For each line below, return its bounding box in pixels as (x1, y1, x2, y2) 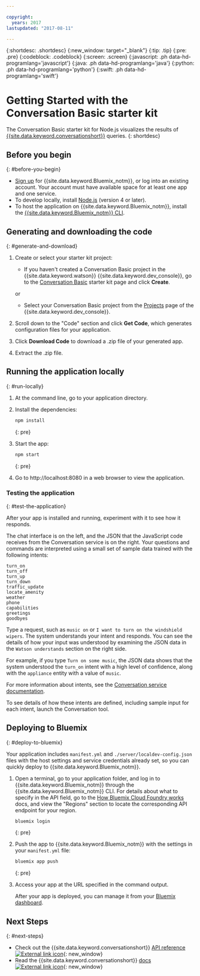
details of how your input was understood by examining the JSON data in (6, 638, 187, 645)
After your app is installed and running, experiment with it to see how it (6, 514, 181, 521)
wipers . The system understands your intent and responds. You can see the (6, 632, 193, 639)
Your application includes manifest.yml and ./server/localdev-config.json (6, 750, 193, 758)
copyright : (6, 14, 34, 20)
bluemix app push (14, 858, 59, 864)
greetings (6, 610, 31, 616)
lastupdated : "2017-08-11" (6, 25, 74, 31)
